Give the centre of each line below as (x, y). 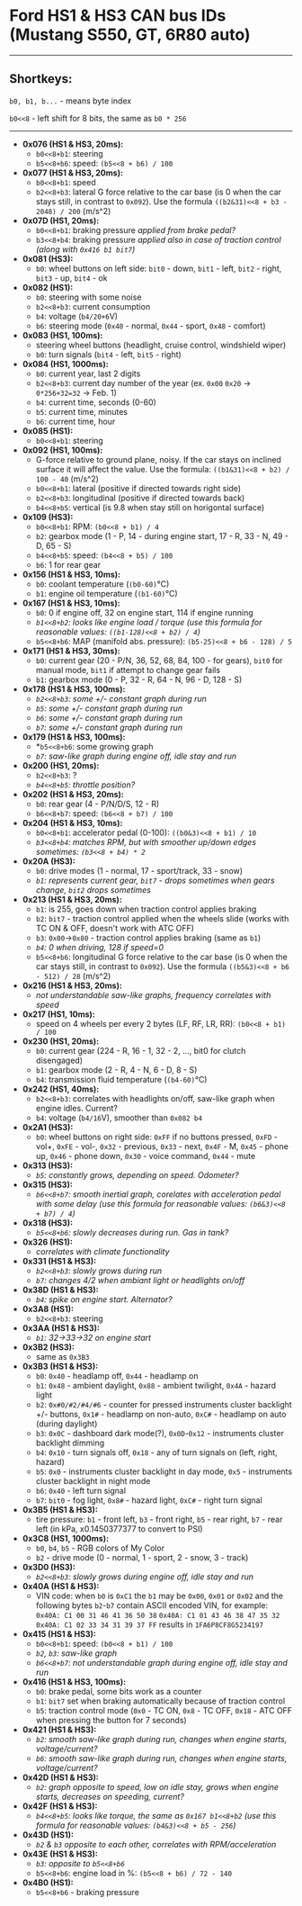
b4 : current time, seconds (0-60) (96, 402)
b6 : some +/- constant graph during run (109, 717)
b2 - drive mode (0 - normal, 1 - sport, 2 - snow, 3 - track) (142, 1557)
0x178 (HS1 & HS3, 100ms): (74, 688)
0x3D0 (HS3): (49, 1567)
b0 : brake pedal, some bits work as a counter (119, 1691)
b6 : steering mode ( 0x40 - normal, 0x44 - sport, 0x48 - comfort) (151, 326)
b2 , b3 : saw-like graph (76, 1653)
